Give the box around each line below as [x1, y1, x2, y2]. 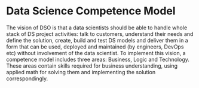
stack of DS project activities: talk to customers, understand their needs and [6, 30, 194, 37]
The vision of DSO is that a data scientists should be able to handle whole [6, 24, 188, 31]
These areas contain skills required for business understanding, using [6, 62, 178, 69]
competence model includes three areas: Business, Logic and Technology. [6, 56, 190, 63]
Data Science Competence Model [6, 4, 176, 18]
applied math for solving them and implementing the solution [6, 68, 156, 75]
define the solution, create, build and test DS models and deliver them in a [6, 37, 188, 44]
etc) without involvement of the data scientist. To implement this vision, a [6, 49, 186, 56]
